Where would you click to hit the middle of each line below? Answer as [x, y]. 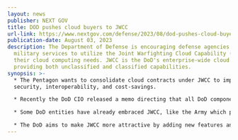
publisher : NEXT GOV [38, 21]
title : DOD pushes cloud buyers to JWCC [68, 27]
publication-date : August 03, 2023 [60, 41]
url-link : [22, 34]
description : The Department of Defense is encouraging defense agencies [119, 47]
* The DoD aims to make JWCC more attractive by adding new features [118, 125]
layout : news [27, 14]
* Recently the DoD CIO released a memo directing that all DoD [110, 99]
